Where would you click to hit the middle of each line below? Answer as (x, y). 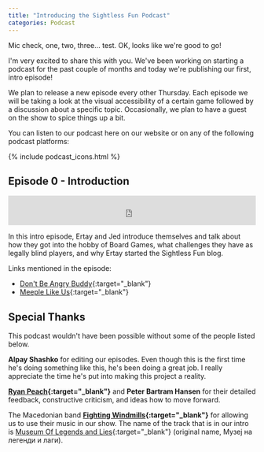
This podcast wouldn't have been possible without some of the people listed (132, 336)
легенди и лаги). (36, 440)
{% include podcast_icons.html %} (64, 156)
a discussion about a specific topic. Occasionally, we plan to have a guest (128, 109)
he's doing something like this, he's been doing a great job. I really (115, 368)
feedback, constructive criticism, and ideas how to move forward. (114, 400)
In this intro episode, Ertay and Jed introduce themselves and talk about (125, 236)
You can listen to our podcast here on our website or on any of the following (131, 133)
